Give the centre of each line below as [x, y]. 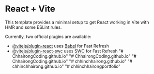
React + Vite [30, 9]
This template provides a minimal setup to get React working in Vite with [77, 22]
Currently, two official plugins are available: [48, 37]
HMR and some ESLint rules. [33, 27]
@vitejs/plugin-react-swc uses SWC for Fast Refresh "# [68, 51]
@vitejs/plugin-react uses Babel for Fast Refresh [61, 46]
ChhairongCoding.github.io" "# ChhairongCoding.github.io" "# [74, 56]
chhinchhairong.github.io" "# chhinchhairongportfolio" [66, 66]
